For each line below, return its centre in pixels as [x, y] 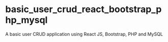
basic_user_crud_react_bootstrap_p [83, 9]
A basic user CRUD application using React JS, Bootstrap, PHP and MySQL [84, 34]
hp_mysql [27, 20]
